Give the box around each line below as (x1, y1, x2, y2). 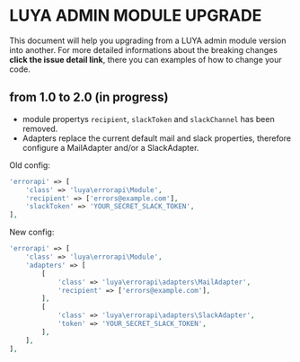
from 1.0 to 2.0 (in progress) (9, 90, 169, 105)
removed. (22, 123, 58, 134)
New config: (9, 226, 55, 238)
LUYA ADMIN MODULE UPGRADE (9, 5, 262, 26)
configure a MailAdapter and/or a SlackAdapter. (22, 142, 199, 153)
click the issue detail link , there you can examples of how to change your (9, 54, 283, 65)
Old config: (9, 159, 51, 171)
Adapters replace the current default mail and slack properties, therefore (22, 132, 292, 144)
